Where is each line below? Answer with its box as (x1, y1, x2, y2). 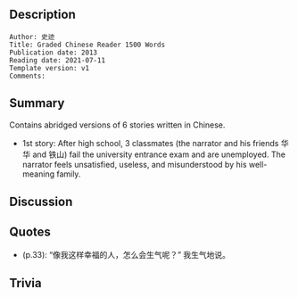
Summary (9, 95, 65, 111)
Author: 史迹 (9, 32, 55, 41)
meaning (21, 169, 55, 179)
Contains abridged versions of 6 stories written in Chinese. (9, 120, 226, 130)
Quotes (9, 225, 52, 240)
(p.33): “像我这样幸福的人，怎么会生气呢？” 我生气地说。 (21, 249, 230, 260)
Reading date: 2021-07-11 (9, 55, 105, 65)
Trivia (9, 276, 42, 291)
